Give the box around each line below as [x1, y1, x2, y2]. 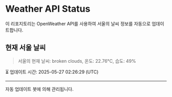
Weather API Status [5, 3, 91, 15]
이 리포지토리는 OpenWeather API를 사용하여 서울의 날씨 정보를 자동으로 [5, 20, 151, 27]
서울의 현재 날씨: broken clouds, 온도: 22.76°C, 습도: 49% [17, 58, 137, 64]
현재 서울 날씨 [5, 43, 46, 52]
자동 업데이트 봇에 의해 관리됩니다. [5, 86, 74, 92]
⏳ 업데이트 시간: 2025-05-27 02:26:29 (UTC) [5, 68, 99, 75]
